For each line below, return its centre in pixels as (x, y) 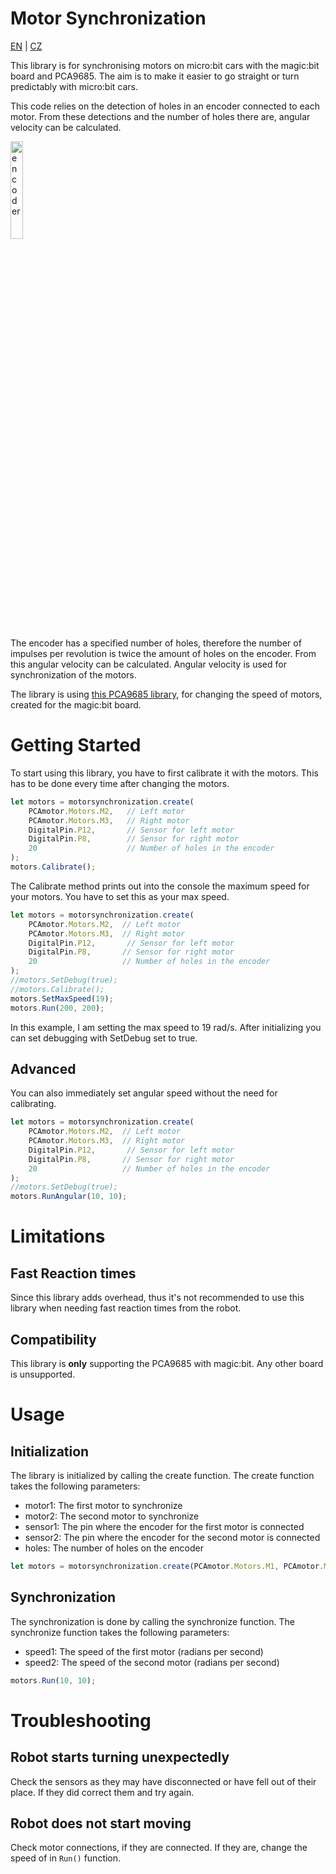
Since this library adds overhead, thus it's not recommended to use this (157, 1298)
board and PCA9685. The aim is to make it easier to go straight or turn (155, 76)
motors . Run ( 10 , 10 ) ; (53, 1680)
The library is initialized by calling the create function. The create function (162, 1475)
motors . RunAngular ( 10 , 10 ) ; (69, 1197)
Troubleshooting (81, 1720)
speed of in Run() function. (66, 1858)
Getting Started (76, 745)
